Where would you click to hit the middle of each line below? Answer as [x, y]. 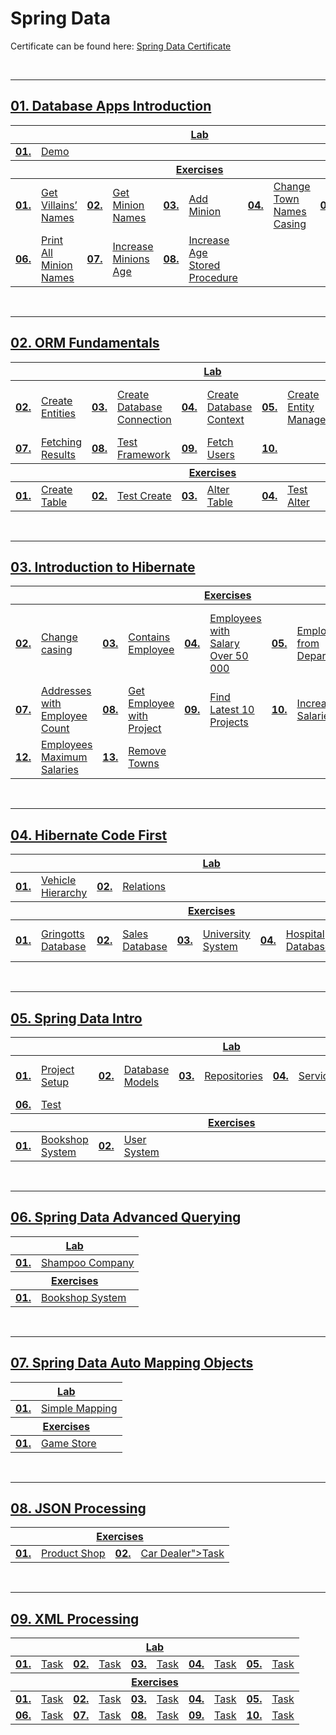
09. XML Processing [75, 1618]
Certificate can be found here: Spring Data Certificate [121, 46]
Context [225, 419]
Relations [144, 887]
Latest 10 [232, 710]
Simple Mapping [79, 1408]
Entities [58, 413]
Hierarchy [64, 893]
